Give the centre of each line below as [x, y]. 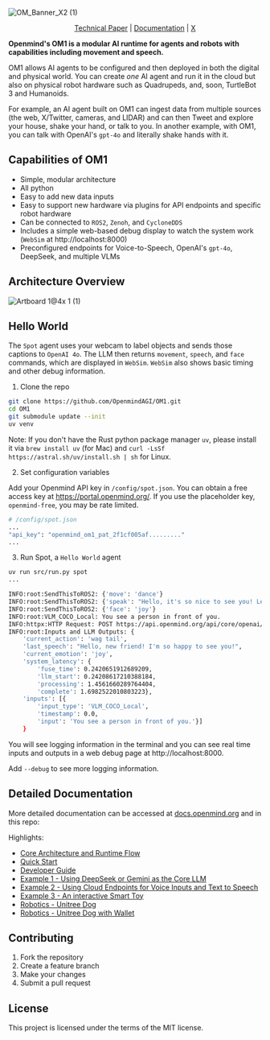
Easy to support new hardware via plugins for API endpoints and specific [140, 204]
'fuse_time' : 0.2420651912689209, [95, 669]
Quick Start [39, 861]
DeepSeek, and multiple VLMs [70, 256]
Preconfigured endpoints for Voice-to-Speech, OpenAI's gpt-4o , [126, 248]
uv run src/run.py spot [48, 572]
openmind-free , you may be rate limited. [74, 505]
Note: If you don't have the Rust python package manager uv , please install [133, 440]
